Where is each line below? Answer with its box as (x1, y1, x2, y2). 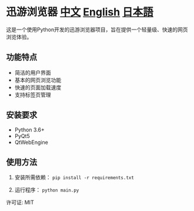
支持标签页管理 (14, 91, 51, 98)
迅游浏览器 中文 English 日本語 (6, 5, 154, 19)
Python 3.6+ (14, 126, 45, 133)
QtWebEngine (14, 139, 48, 146)
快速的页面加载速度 (14, 84, 62, 91)
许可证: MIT (6, 199, 34, 206)
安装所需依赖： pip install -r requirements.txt (14, 174, 134, 181)
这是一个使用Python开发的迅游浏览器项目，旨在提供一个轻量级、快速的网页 (6, 26, 188, 33)
